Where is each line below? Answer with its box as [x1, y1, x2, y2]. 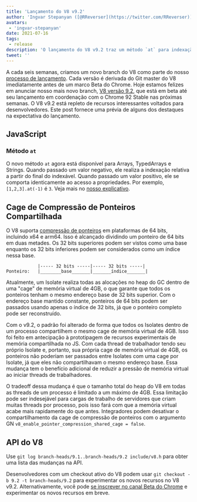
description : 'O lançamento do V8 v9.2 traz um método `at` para [6, 47, 169, 53]
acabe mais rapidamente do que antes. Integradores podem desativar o [6, 408, 179, 415]
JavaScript [6, 129, 47, 139]
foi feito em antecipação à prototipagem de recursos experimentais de [6, 334, 176, 341]
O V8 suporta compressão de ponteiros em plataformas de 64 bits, [6, 227, 168, 234]
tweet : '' [6, 52, 30, 58]
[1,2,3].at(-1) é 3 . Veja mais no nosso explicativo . [6, 185, 130, 192]
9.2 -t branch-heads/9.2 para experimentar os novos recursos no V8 [11, 477, 180, 484]
